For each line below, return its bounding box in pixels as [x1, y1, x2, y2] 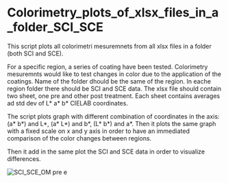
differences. [7, 154, 41, 162]
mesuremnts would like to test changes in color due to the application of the [7, 70, 221, 78]
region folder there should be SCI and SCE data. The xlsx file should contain [7, 84, 221, 93]
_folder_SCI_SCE [7, 19, 104, 35]
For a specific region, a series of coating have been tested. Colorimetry [7, 62, 208, 71]
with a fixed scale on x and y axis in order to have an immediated [7, 127, 190, 135]
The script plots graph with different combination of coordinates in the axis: [7, 112, 220, 121]
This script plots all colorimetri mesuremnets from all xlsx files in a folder [7, 42, 212, 50]
